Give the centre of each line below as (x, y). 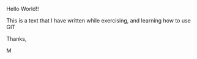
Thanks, (17, 39)
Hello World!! (23, 9)
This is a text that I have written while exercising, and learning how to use (99, 20)
